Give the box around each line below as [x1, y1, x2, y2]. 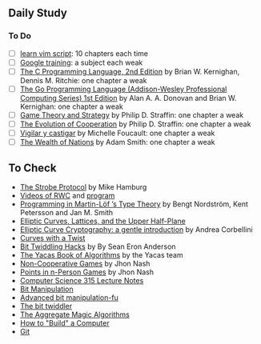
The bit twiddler [19, 302, 73, 310]
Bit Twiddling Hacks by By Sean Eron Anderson [19, 242, 176, 251]
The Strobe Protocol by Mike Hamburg [19, 182, 147, 191]
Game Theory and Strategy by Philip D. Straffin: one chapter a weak [19, 110, 244, 119]
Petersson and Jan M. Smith [19, 208, 114, 217]
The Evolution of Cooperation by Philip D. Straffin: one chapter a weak [19, 119, 251, 129]
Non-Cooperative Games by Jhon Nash [19, 259, 151, 268]
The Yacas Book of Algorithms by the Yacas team [19, 250, 183, 259]
